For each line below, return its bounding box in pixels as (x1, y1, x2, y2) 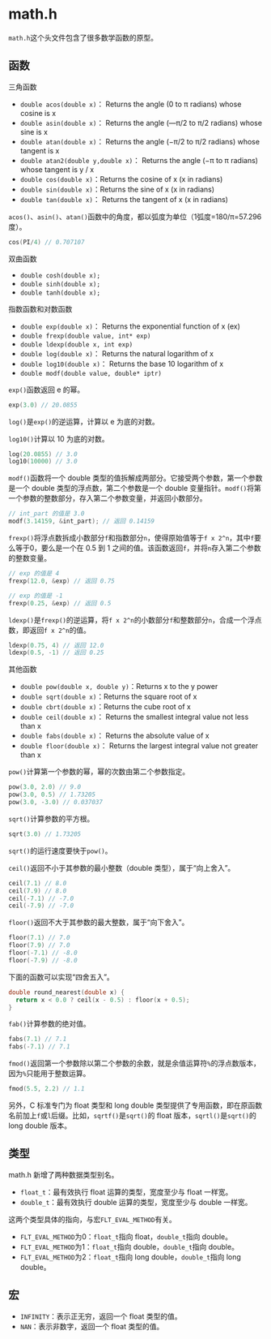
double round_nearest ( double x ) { (8, 988, 125, 997)
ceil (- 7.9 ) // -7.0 (8, 902, 74, 910)
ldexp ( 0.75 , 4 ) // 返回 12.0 (8, 641, 104, 649)
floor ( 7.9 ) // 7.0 (8, 941, 70, 949)
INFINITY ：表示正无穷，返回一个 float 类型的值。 (19, 1311, 182, 1321)
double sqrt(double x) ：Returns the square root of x (19, 691, 197, 702)
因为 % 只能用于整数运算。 (8, 1069, 91, 1079)
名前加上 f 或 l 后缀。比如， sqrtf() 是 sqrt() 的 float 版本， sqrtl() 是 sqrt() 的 (8, 1111, 256, 1120)
